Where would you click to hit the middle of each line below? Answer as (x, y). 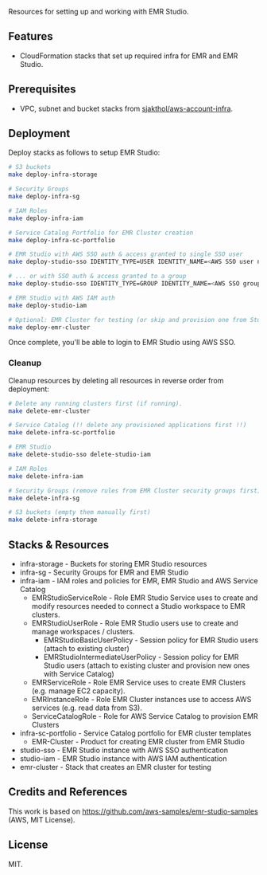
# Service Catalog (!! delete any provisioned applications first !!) (128, 426)
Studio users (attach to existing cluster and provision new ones (147, 665)
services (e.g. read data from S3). (87, 708)
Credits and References (68, 792)
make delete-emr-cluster (49, 411)
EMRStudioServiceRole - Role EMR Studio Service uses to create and (145, 598)
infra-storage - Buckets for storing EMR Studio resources (113, 564)
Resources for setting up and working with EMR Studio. (99, 12)
